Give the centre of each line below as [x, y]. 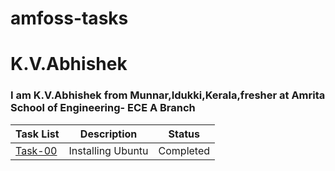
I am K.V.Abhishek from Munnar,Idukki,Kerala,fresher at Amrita [168, 95]
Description [108, 134]
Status [184, 134]
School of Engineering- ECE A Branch [103, 108]
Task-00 [36, 150]
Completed [184, 150]
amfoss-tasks [69, 18]
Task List [37, 134]
